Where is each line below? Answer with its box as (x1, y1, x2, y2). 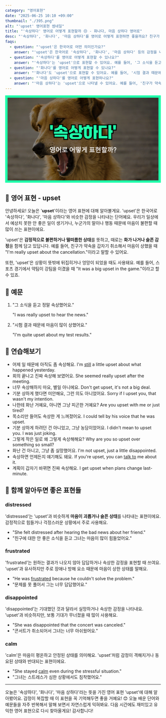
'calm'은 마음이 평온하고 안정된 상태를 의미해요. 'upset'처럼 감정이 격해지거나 (5, 652, 154, 658)
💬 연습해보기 (5, 347, 41, 356)
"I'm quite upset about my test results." (12, 332, 92, 338)
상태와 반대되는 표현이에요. (14, 658, 66, 664)
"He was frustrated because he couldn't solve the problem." (12, 575, 135, 581)
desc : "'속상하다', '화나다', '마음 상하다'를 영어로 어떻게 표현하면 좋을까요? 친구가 (5, 34, 160, 39)
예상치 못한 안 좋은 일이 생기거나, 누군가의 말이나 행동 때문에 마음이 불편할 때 (10, 220, 158, 226)
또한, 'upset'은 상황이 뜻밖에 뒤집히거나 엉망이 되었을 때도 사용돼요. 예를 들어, (5, 260, 155, 266)
